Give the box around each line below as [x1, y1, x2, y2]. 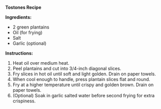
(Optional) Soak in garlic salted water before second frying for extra [12, 93, 155, 98]
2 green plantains [12, 24, 50, 30]
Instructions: [5, 50, 34, 56]
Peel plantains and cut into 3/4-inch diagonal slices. [12, 66, 121, 71]
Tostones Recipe [5, 5, 42, 10]
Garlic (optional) [12, 40, 47, 46]
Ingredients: [5, 14, 32, 20]
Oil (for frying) [12, 30, 43, 35]
